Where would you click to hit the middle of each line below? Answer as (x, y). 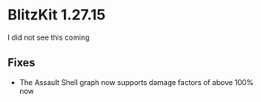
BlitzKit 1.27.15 (57, 15)
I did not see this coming (49, 37)
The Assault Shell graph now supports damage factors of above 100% (137, 82)
